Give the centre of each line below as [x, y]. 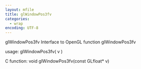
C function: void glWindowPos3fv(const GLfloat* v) [57, 61]
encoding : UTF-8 [22, 28]
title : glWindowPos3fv [28, 14]
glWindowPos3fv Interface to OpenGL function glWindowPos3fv [70, 42]
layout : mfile [20, 10]
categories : [17, 19]
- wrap [16, 23]
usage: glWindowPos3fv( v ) [34, 52]
